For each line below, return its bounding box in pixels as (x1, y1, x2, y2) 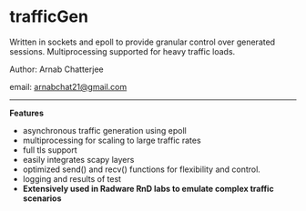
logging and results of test (22, 173, 121, 184)
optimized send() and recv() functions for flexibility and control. (22, 164, 261, 175)
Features (9, 107, 44, 118)
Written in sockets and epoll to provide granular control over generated (9, 36, 276, 47)
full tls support (22, 144, 77, 156)
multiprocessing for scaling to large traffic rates (22, 135, 202, 146)
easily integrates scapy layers (22, 154, 135, 165)
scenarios (22, 193, 62, 204)
